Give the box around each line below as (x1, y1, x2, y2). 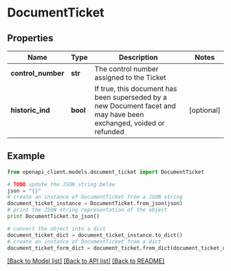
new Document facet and (94, 101, 177, 111)
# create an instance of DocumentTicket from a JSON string (7, 194, 184, 201)
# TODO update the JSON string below (7, 181, 115, 188)
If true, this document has (94, 84, 177, 94)
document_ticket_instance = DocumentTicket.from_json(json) (7, 200, 184, 207)
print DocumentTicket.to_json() (7, 213, 100, 220)
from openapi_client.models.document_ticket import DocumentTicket (7, 169, 205, 175)
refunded (94, 127, 125, 136)
